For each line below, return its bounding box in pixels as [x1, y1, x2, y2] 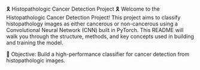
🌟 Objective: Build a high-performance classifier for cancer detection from [6, 50, 190, 58]
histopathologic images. [6, 57, 66, 64]
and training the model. [6, 39, 63, 46]
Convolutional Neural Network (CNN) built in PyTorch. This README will [6, 27, 184, 33]
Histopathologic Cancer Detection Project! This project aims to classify [6, 14, 181, 21]
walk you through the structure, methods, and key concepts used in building [6, 33, 195, 40]
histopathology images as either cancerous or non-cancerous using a [6, 20, 178, 27]
